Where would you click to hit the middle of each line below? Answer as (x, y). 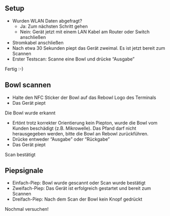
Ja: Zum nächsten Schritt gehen (54, 26)
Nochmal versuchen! (27, 209)
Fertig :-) (14, 69)
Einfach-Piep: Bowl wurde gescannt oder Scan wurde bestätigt (79, 183)
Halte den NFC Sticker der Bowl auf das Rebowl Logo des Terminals (84, 97)
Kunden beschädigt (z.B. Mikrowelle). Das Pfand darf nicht (74, 128)
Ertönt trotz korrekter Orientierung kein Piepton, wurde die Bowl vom (85, 123)
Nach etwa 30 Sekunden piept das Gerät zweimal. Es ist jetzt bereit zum (89, 48)
